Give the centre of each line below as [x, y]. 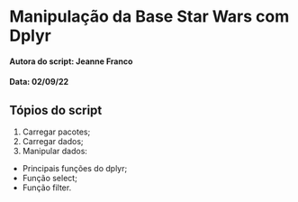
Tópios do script [56, 110]
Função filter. [47, 188]
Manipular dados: [55, 151]
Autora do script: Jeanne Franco [71, 61]
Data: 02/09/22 [39, 82]
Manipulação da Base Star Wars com [149, 17]
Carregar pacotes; [56, 132]
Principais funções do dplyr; [75, 169]
